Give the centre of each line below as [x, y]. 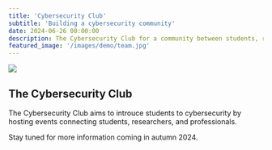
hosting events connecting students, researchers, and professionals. [123, 121]
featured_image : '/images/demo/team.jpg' [79, 46]
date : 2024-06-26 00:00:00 [54, 31]
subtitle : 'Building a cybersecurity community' [92, 23]
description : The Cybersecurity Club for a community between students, [134, 38]
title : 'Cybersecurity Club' [57, 16]
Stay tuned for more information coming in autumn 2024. [103, 137]
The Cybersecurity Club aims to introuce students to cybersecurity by [125, 113]
